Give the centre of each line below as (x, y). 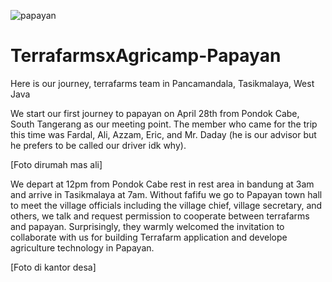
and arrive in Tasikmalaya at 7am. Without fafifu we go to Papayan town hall (166, 194)
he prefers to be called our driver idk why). (98, 145)
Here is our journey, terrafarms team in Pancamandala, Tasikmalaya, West (162, 83)
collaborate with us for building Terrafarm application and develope (149, 237)
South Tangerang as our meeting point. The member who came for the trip (164, 124)
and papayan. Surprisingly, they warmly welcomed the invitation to (147, 226)
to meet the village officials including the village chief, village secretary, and (166, 205)
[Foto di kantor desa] (53, 267)
